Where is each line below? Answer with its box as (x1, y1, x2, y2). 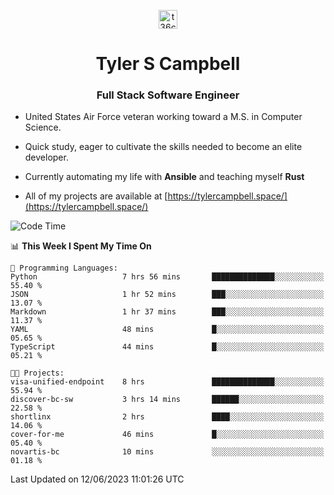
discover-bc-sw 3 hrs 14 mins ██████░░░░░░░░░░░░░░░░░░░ (10, 395, 325, 405)
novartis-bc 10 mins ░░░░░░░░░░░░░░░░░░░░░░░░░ (10, 447, 325, 457)
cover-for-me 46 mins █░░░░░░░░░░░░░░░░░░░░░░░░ (10, 430, 325, 440)
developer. (24, 151, 69, 164)
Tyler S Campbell (95, 53, 241, 75)
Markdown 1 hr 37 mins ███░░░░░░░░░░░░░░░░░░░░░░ (10, 307, 325, 317)
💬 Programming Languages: (10, 263, 118, 274)
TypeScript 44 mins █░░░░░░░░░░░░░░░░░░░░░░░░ (10, 342, 325, 352)
